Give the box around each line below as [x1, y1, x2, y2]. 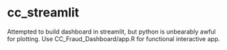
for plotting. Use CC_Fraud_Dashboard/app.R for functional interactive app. [7, 34, 220, 42]
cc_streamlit [7, 5, 80, 21]
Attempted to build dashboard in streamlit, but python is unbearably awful [7, 27, 216, 36]
